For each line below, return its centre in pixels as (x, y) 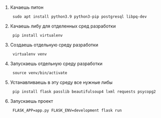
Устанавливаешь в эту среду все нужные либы (61, 82)
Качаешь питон (27, 7)
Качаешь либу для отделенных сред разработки (63, 26)
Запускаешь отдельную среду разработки (56, 64)
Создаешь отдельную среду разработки (54, 45)
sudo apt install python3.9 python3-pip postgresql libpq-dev (80, 17)
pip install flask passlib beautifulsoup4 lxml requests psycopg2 (84, 92)
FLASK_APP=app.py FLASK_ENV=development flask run (67, 110)
